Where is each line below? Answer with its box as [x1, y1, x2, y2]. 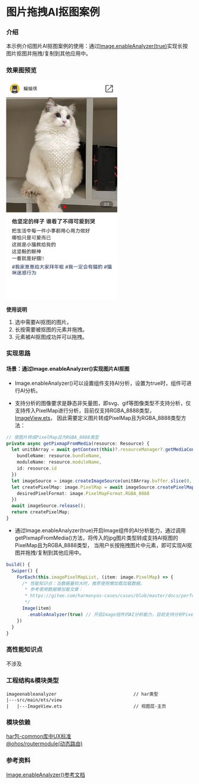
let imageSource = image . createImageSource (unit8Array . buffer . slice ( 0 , [11, 478, 192, 484]
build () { [6, 561, 31, 567]
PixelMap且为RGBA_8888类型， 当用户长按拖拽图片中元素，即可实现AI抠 [14, 541, 192, 548]
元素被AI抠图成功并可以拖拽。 [14, 333, 88, 340]
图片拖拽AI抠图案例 [6, 5, 100, 19]
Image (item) [21, 605, 52, 612]
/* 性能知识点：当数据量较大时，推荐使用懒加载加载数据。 [21, 580, 145, 586]
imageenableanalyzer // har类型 [6, 691, 159, 698]
